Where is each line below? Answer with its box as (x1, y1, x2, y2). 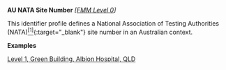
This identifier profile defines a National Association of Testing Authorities (7, 19, 220, 27)
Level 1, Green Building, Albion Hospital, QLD (7, 55, 136, 63)
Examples (7, 41, 37, 49)
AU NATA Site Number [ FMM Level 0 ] (7, 6, 116, 14)
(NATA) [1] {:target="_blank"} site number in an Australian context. (7, 27, 193, 36)
